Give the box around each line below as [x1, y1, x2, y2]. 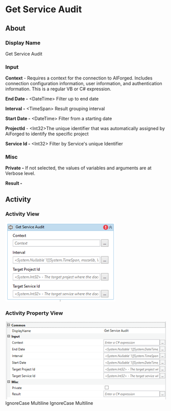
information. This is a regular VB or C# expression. [5, 86, 111, 92]
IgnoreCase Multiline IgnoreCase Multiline [5, 400, 93, 406]
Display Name [5, 39, 41, 46]
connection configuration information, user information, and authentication [5, 81, 162, 87]
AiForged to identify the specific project [5, 131, 89, 137]
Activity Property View [5, 310, 63, 317]
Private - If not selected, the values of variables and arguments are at [5, 165, 152, 171]
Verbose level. [5, 170, 36, 176]
